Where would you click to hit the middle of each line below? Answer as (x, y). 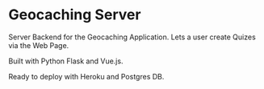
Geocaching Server (75, 15)
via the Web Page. (39, 45)
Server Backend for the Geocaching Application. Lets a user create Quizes (132, 37)
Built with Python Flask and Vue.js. (66, 61)
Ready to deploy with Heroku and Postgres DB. (86, 76)
